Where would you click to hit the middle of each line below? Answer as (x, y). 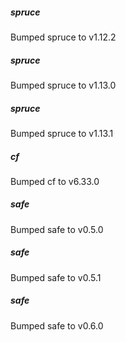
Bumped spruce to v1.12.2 (63, 37)
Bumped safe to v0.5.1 (56, 277)
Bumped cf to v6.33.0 (55, 181)
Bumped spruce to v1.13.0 (63, 85)
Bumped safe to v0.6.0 (57, 325)
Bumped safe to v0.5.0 (57, 229)
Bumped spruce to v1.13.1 (62, 133)
